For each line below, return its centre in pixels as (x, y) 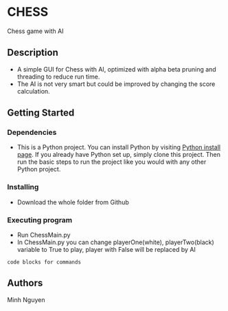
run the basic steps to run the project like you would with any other (112, 162)
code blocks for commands (44, 262)
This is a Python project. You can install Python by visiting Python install (119, 147)
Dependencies (32, 133)
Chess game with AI (35, 31)
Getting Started (41, 113)
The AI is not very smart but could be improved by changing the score (116, 84)
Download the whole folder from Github (73, 202)
